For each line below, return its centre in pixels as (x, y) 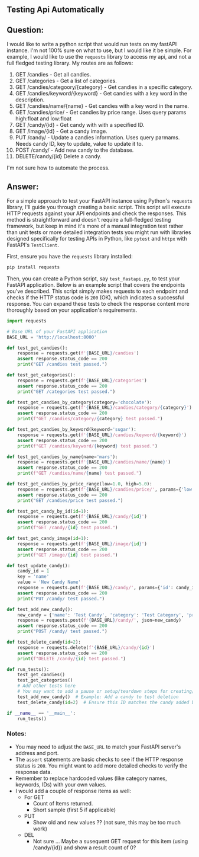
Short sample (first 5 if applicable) (74, 810)
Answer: (23, 186)
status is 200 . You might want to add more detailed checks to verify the (101, 765)
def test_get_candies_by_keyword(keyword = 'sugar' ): (71, 430)
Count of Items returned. (63, 803)
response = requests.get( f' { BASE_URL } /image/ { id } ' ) (82, 544)
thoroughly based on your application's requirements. (72, 310)
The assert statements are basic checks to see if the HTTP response (99, 759)
